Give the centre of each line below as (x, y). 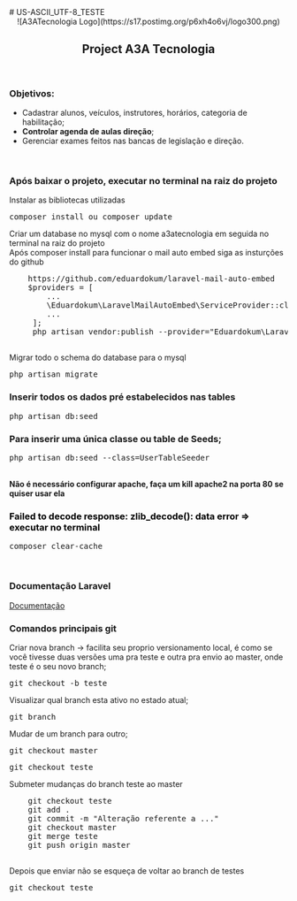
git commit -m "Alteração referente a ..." (123, 818)
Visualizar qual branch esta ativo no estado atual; (99, 699)
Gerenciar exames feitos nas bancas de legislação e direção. (133, 141)
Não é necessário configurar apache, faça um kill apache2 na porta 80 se (147, 484)
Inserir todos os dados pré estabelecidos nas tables (122, 397)
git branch (33, 717)
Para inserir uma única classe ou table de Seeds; (116, 439)
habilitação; (43, 122)
